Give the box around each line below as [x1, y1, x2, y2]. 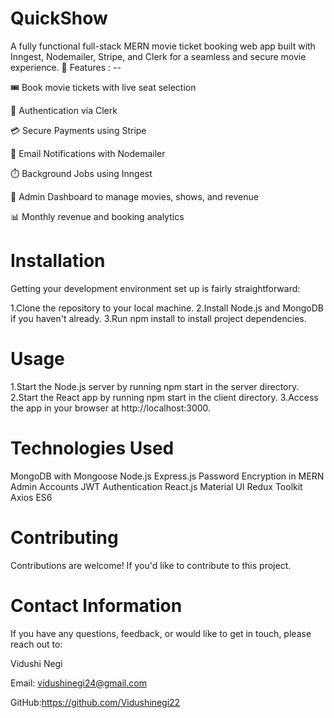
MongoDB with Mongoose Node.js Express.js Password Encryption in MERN [10, 470, 325, 482]
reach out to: [10, 638, 63, 650]
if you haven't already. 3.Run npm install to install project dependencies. [10, 312, 307, 324]
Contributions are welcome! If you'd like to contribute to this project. [10, 559, 292, 571]
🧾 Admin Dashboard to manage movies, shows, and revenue [10, 190, 259, 202]
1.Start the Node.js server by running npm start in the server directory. [10, 380, 300, 392]
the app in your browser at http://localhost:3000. [10, 402, 212, 414]
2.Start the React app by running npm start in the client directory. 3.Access [10, 391, 319, 403]
